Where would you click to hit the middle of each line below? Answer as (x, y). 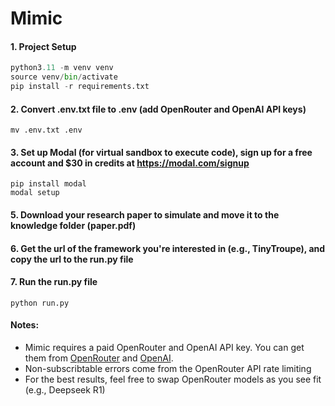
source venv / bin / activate (64, 77)
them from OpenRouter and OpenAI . (99, 358)
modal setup (35, 193)
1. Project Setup (43, 46)
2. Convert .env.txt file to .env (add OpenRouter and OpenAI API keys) (158, 109)
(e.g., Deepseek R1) (65, 390)
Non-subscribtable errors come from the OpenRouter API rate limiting (168, 369)
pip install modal (48, 184)
